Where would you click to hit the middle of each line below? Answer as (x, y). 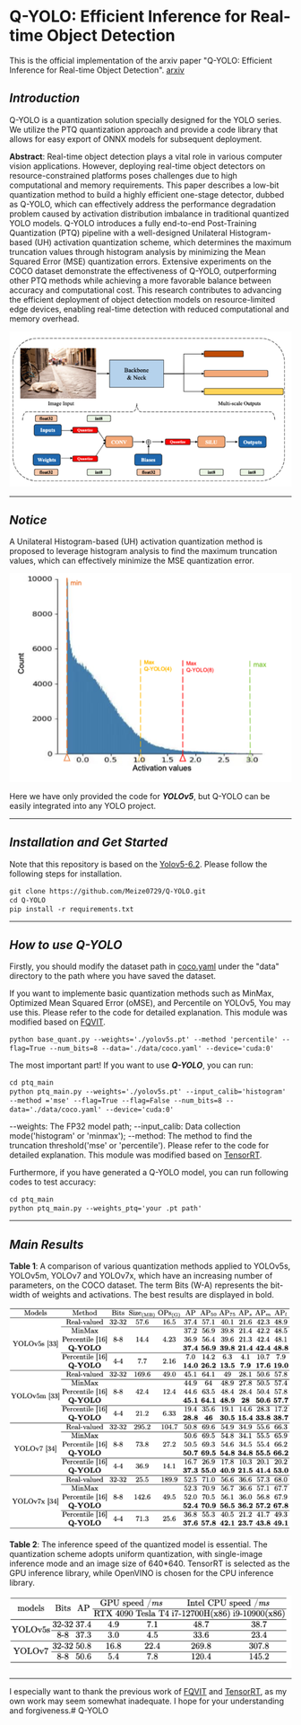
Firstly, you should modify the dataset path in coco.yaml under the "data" (144, 966)
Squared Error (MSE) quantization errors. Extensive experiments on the (140, 261)
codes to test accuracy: (53, 1182)
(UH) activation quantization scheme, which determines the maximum (163, 242)
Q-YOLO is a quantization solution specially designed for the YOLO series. (146, 119)
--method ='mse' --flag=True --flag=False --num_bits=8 (116, 1101)
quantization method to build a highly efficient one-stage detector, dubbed (147, 194)
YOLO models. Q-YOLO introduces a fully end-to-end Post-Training (133, 223)
